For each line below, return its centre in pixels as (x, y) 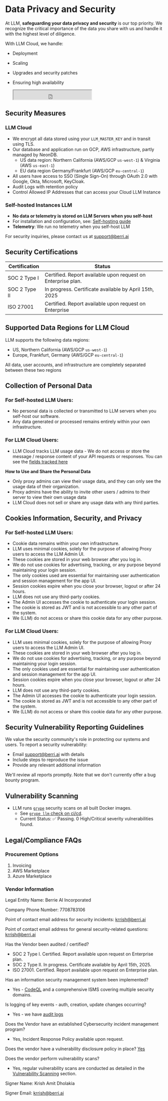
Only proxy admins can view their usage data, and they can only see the (87, 481)
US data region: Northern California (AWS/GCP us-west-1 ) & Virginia (90, 160)
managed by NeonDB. (35, 155)
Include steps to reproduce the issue (50, 760)
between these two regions (33, 370)
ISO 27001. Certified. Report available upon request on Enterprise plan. (85, 970)
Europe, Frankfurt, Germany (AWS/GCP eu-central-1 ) (68, 355)
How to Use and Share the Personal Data (48, 471)
